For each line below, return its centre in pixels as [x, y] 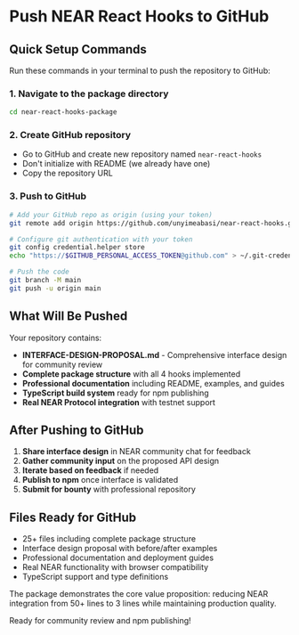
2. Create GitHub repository [70, 135]
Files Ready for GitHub [73, 517]
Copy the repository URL [67, 173]
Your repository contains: [56, 338]
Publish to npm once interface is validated [100, 480]
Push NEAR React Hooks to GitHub [139, 16]
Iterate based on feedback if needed [90, 470]
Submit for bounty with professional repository [109, 489]
